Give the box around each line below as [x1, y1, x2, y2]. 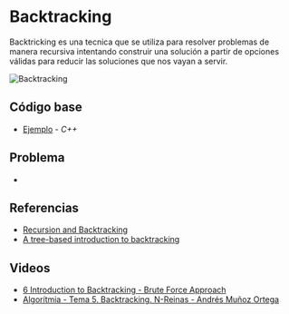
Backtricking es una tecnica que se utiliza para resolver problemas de [9, 36, 270, 47]
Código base [9, 100, 83, 115]
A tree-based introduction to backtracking [22, 234, 180, 245]
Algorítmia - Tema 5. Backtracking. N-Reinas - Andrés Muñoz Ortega [22, 294, 279, 305]
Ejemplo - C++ [22, 123, 78, 134]
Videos [9, 260, 51, 276]
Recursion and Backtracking [22, 224, 129, 235]
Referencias [9, 200, 80, 215]
